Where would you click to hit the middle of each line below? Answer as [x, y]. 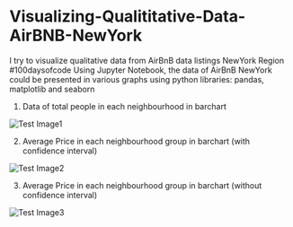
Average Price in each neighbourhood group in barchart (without [142, 185]
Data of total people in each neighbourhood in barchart [124, 106]
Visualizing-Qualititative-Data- [128, 17]
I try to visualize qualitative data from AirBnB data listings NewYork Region [147, 60]
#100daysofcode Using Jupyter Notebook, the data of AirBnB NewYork [141, 70]
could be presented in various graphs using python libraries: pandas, [137, 79]
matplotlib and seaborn [52, 89]
